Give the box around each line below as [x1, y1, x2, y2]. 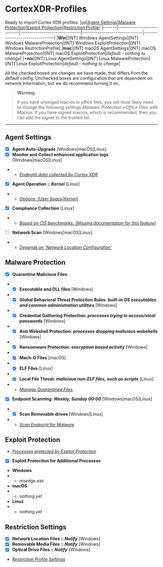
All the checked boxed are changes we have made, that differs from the [5, 70, 148, 76]
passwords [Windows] [19, 318, 65, 324]
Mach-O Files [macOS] [19, 355, 66, 361]
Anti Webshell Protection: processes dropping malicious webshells [19, 328, 158, 334]
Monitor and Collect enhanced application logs [12, 151, 109, 157]
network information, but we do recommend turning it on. [5, 80, 120, 86]
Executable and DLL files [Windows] [19, 286, 93, 292]
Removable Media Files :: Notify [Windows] [12, 541, 100, 547]
